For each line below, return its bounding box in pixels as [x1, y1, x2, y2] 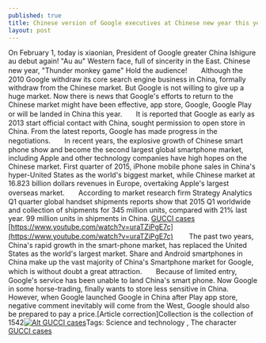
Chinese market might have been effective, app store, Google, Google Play [8, 100, 252, 109]
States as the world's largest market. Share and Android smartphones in [8, 249, 243, 258]
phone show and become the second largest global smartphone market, [8, 145, 244, 154]
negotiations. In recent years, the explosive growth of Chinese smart [8, 136, 244, 146]
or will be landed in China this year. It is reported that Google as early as [8, 109, 255, 119]
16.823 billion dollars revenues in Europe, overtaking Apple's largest [8, 179, 230, 189]
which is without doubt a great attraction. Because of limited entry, [8, 267, 237, 276]
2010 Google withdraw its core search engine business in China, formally [8, 74, 247, 84]
